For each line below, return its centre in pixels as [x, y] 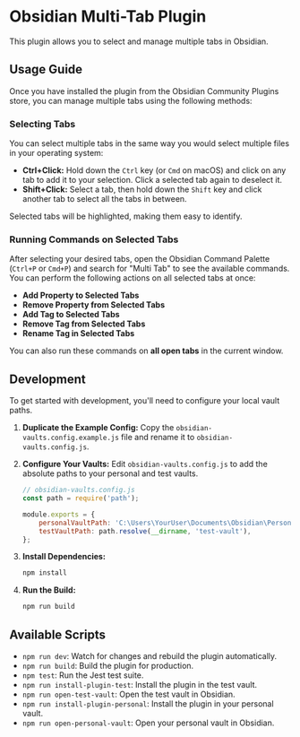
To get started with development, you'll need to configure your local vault [145, 401]
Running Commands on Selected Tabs [94, 239]
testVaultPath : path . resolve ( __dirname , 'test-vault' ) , [145, 531]
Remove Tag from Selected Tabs [84, 324]
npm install [44, 573]
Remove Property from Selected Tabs [94, 305]
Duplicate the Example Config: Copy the [98, 428]
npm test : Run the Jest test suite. [83, 675]
